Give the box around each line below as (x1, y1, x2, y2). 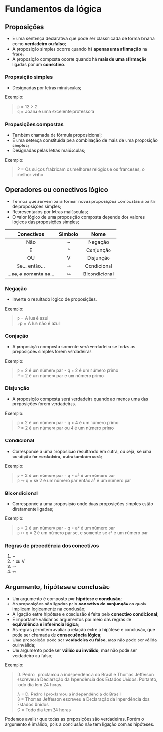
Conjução (5, 332, 29, 339)
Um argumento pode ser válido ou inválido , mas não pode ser (12, 647, 137, 653)
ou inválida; (12, 642, 36, 648)
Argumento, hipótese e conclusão (5, 583, 110, 591)
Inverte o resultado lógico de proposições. (12, 296, 97, 302)
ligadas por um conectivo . (12, 62, 66, 67)
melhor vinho (17, 171, 44, 177)
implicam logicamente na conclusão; (12, 606, 86, 612)
